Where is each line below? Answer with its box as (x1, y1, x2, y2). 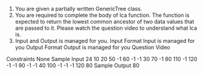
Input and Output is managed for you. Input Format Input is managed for (15, 37, 195, 44)
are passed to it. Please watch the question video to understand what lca (15, 24, 198, 31)
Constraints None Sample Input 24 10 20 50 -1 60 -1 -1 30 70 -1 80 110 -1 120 (6, 56, 198, 62)
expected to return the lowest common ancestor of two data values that (15, 18, 195, 25)
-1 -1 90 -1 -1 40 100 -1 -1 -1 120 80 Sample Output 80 (6, 62, 140, 69)
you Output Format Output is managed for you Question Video (15, 44, 171, 51)
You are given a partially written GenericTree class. (15, 5, 142, 12)
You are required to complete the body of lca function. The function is (15, 11, 190, 19)
